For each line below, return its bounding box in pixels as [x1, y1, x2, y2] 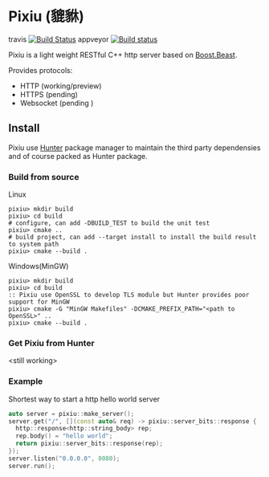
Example [8, 376, 43, 387]
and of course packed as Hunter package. [8, 151, 149, 161]
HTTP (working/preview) [19, 81, 102, 91]
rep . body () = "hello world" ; [15, 432, 113, 440]
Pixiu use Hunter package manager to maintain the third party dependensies [8, 142, 261, 153]
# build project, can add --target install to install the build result [8, 234, 257, 242]
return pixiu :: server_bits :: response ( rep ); [15, 439, 163, 448]
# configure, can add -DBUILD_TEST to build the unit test [8, 219, 210, 227]
